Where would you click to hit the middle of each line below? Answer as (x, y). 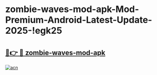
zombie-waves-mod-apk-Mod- (72, 9)
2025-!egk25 (34, 31)
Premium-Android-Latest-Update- (79, 20)
